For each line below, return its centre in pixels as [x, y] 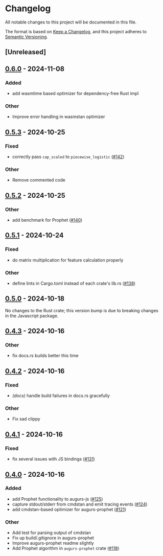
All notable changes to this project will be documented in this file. [71, 22]
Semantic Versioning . [26, 37]
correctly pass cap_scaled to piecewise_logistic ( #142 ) [68, 157]
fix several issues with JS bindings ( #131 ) [54, 459]
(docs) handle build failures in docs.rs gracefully [61, 396]
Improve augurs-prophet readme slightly [53, 543]
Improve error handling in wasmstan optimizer [58, 117]
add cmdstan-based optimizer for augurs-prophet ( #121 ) [69, 509]
